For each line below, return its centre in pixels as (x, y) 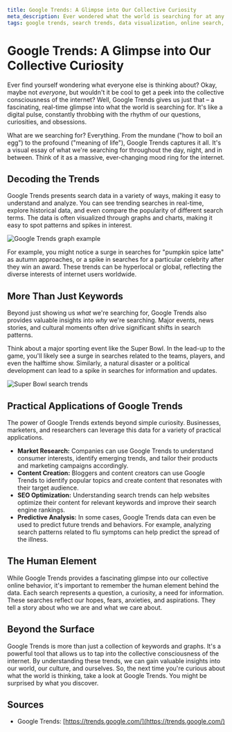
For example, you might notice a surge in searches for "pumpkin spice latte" (116, 252)
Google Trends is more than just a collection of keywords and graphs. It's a (114, 646)
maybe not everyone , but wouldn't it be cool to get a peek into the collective (116, 92)
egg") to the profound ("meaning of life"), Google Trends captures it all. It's (114, 142)
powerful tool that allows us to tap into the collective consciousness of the (113, 654)
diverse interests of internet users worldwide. (72, 274)
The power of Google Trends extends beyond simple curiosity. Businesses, (114, 423)
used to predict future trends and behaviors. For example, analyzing (114, 525)
